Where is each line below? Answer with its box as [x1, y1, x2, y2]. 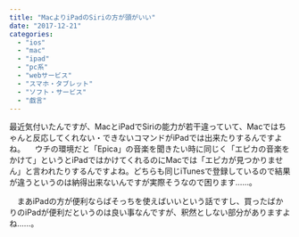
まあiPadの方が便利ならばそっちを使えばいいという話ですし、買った [16, 196, 268, 207]
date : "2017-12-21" [9, 21, 82, 30]
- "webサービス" [17, 71, 73, 80]
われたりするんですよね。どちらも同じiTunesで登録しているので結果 [39, 166, 291, 176]
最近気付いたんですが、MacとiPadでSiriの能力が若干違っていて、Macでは [9, 121, 279, 132]
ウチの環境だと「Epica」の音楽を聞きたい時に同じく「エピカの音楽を [34, 143, 290, 154]
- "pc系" [17, 63, 49, 72]
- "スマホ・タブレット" [17, 79, 94, 88]
